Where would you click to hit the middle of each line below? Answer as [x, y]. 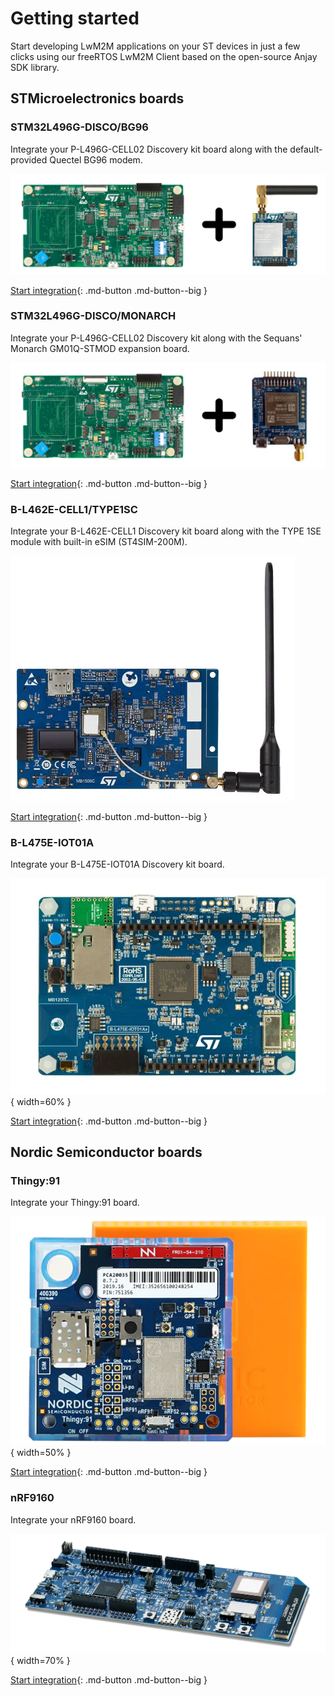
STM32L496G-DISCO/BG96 [79, 127]
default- [306, 149]
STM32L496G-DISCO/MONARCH [93, 316]
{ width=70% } [40, 1661]
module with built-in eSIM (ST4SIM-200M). [99, 541]
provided [29, 159]
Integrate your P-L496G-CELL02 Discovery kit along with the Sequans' [156, 338]
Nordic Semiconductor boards [106, 1152]
